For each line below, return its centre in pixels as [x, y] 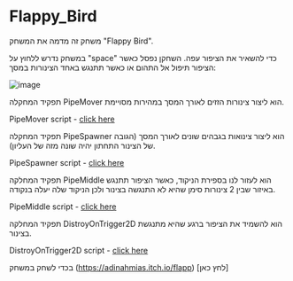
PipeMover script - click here [62, 119]
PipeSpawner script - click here [67, 162]
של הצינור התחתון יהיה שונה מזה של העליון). [83, 145]
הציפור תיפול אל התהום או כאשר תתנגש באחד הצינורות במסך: [113, 67]
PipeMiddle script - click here [63, 207]
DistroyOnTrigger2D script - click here [79, 250]
